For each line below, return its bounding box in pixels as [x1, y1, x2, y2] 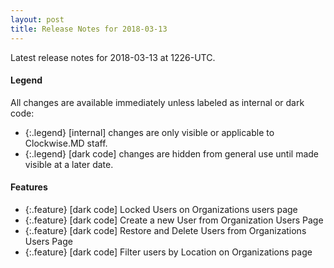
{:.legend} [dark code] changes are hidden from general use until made [24, 147, 319, 160]
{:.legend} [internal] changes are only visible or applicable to [24, 126, 275, 138]
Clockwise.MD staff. [24, 137, 108, 149]
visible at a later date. [24, 158, 114, 170]
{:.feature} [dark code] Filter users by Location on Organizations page [24, 246, 313, 258]
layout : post [10, 14, 65, 25]
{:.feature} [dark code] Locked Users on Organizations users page [24, 203, 298, 215]
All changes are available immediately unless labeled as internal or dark [10, 96, 305, 108]
